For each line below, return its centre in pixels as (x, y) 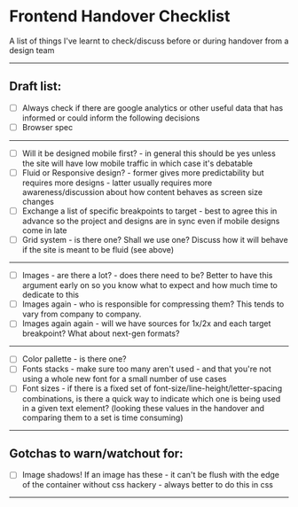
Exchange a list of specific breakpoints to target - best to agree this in (149, 211)
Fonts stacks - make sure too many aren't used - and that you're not (147, 369)
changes (38, 202)
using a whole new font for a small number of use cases (124, 379)
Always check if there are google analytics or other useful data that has (153, 107)
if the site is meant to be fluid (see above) (98, 250)
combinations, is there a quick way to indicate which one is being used (151, 398)
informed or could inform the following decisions (111, 118)
